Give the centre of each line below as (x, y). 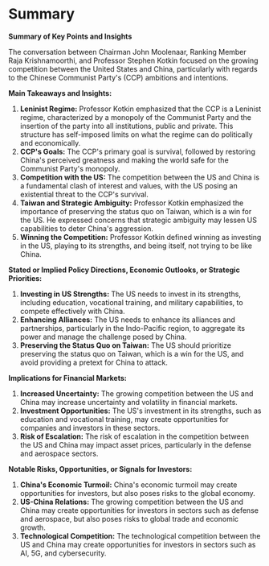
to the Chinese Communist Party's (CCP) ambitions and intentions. (118, 77)
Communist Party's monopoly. (70, 168)
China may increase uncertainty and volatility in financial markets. (129, 402)
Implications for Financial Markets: (67, 378)
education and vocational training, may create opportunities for (124, 419)
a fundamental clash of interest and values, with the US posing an (129, 185)
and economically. (50, 143)
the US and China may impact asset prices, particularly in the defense (135, 444)
